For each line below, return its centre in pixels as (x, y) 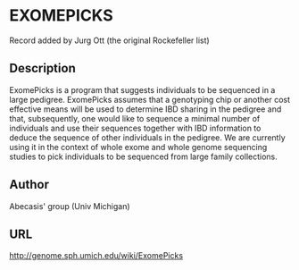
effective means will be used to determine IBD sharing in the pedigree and (145, 109)
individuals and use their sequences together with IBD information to (135, 128)
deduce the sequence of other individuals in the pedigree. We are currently (147, 137)
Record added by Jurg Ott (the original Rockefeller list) (109, 40)
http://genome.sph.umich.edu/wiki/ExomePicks (96, 256)
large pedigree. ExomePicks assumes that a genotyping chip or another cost (149, 99)
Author (29, 185)
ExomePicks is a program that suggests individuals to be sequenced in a (142, 89)
